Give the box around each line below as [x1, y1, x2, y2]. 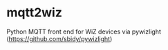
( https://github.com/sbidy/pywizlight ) [6, 34, 113, 42]
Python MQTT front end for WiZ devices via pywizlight [6, 27, 162, 36]
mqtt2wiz [6, 5, 63, 21]
